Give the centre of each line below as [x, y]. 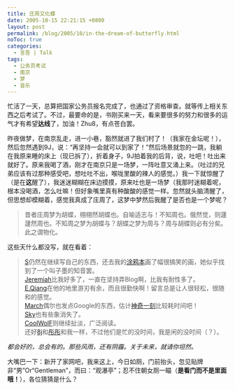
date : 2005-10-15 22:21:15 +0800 [56, 20]
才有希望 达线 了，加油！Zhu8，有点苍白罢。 [76, 124]
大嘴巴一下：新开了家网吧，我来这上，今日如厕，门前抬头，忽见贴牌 [105, 362]
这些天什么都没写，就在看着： [50, 247]
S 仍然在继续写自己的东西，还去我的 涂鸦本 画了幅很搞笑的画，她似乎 [121, 262]
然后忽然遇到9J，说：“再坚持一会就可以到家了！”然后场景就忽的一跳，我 [112, 147]
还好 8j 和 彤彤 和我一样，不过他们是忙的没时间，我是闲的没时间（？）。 [123, 332]
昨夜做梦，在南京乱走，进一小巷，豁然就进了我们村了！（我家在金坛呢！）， [116, 139]
